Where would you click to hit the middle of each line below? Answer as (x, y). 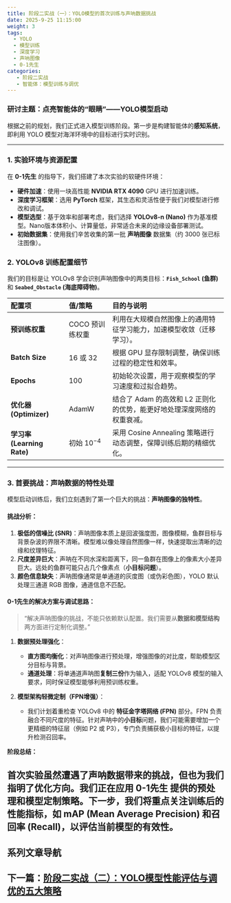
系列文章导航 (34, 852)
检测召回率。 (52, 736)
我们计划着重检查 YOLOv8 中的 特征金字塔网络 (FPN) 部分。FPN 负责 (124, 711)
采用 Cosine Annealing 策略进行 (163, 433)
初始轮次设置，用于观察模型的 (161, 376)
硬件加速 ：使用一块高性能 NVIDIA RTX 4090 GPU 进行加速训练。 (110, 191)
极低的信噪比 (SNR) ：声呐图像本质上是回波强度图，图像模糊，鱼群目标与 (120, 533)
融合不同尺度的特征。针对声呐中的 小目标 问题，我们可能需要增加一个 (124, 719)
